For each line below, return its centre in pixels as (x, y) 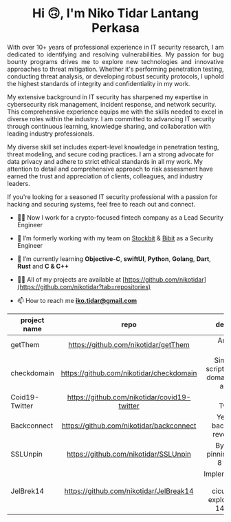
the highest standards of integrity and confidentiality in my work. (99, 83)
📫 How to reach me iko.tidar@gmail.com (77, 300)
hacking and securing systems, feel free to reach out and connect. (101, 204)
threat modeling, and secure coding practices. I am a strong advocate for (111, 154)
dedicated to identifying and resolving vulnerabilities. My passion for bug (115, 54)
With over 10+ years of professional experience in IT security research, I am (115, 47)
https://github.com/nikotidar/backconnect (129, 426)
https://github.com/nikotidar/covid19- (129, 397)
